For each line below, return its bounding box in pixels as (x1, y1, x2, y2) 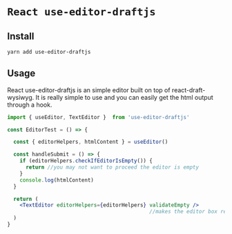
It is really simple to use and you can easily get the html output (35, 93, 214, 101)
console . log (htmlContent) (19, 176, 95, 184)
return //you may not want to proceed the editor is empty (25, 164, 199, 171)
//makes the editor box (149, 209, 217, 215)
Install (7, 30, 35, 42)
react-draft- (171, 85, 206, 94)
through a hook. (7, 100, 52, 109)
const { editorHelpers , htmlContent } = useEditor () (13, 138, 168, 146)
